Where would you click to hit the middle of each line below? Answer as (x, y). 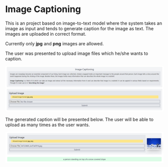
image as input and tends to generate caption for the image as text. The (79, 28)
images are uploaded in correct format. (46, 34)
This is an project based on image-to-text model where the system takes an (84, 23)
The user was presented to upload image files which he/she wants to (77, 53)
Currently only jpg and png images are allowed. (55, 43)
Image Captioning (43, 9)
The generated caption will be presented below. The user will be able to (79, 119)
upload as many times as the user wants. (48, 125)
